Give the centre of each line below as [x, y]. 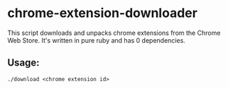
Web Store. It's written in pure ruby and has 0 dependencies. [97, 40]
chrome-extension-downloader [102, 13]
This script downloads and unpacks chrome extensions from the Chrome [114, 33]
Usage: [24, 63]
